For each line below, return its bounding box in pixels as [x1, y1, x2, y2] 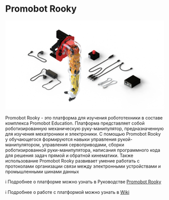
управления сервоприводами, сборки [42, 142, 125, 148]
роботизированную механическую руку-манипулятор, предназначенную [5, 126, 164, 132]
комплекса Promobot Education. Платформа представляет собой [5, 120, 145, 127]
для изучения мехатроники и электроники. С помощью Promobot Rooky [5, 131, 161, 137]
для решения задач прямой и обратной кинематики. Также [5, 152, 134, 158]
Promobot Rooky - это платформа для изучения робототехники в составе [5, 115, 163, 121]
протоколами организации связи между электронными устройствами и [5, 163, 161, 170]
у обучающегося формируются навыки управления [5, 136, 117, 142]
